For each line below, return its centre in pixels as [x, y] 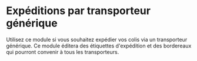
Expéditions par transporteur [79, 11]
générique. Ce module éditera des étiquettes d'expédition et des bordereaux [99, 46]
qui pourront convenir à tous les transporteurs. [63, 52]
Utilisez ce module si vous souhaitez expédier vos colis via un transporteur [97, 39]
